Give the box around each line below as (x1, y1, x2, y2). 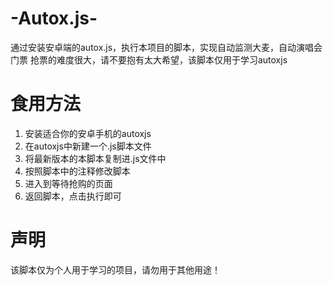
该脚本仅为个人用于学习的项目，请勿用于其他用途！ (10, 263, 221, 276)
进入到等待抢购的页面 (24, 177, 113, 189)
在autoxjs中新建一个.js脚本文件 (24, 140, 152, 152)
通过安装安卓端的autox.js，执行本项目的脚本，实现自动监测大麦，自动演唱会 (10, 41, 323, 53)
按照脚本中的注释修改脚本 (24, 165, 131, 177)
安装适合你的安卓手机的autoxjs (24, 127, 152, 139)
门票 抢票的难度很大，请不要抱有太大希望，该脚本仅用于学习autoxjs (10, 53, 288, 66)
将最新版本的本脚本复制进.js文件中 (24, 152, 167, 164)
